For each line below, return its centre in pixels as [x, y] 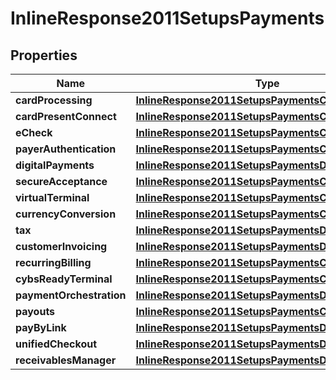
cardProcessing [54, 100]
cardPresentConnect [66, 116]
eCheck [34, 132]
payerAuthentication [66, 149]
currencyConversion [66, 214]
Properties [44, 55]
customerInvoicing [61, 246]
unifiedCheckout [56, 344]
